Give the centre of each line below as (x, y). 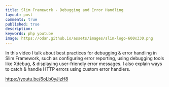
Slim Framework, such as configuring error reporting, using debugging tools (85, 58)
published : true (22, 24)
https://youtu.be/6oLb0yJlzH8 (37, 79)
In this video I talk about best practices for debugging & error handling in (81, 53)
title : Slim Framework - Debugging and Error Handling (64, 10)
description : (19, 29)
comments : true (21, 19)
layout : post (19, 15)
